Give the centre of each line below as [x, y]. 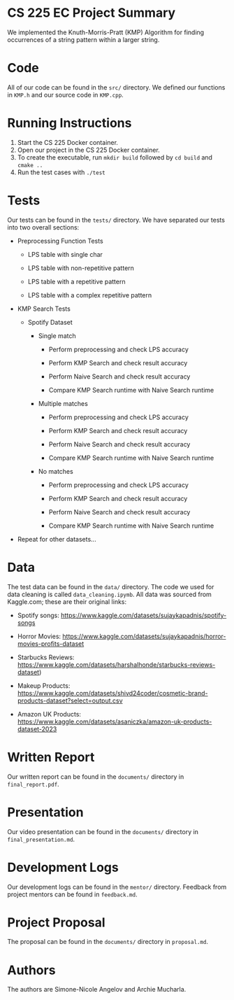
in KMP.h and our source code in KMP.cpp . [65, 94]
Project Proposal [57, 922]
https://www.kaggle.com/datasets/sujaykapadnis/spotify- [144, 615]
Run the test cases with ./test [61, 172]
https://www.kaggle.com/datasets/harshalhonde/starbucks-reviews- [116, 664]
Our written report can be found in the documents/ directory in [96, 776]
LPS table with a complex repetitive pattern [90, 295]
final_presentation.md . [41, 839]
